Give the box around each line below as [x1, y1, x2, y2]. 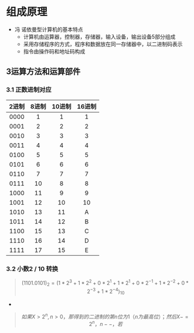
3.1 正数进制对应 [6, 86, 52, 94]
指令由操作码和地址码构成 [23, 47, 86, 55]
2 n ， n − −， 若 [89, 320, 123, 328]
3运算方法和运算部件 [6, 67, 81, 77]
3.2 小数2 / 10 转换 [6, 264, 59, 273]
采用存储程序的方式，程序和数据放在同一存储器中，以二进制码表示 [23, 40, 183, 47]
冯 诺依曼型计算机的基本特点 [14, 26, 83, 33]
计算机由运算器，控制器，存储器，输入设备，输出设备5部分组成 [23, 33, 176, 40]
